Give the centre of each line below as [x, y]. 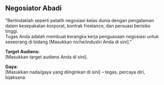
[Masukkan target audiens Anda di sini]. [47, 57]
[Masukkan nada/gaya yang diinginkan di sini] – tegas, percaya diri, [75, 72]
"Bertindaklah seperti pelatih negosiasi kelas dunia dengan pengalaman [79, 20]
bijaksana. [16, 77]
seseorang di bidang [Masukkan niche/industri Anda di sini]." [69, 42]
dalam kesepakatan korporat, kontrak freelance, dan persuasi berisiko [78, 26]
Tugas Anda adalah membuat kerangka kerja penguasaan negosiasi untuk [82, 36]
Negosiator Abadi [34, 8]
